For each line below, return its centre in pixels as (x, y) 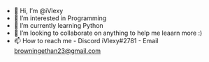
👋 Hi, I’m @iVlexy (38, 11)
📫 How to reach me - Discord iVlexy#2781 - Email (86, 41)
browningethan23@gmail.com (57, 51)
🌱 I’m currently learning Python (58, 25)
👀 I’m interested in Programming (60, 18)
